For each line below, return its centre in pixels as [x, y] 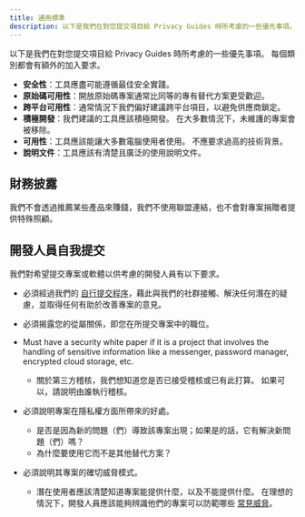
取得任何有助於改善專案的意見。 [106, 305]
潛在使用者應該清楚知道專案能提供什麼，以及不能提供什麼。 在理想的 [164, 492]
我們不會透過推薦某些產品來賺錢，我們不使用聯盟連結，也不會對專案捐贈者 [148, 208]
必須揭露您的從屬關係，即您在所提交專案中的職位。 [118, 324]
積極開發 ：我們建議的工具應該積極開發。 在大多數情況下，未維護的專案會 [159, 118]
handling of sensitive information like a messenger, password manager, [155, 352]
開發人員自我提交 [57, 250]
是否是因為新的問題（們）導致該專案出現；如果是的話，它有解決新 [159, 431]
